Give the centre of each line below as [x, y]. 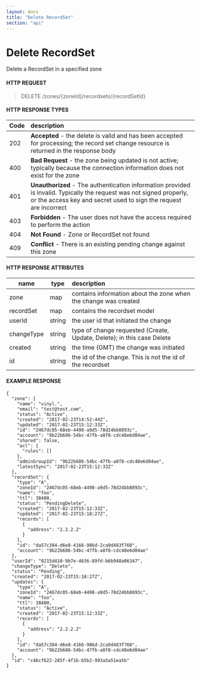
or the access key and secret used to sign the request [106, 200]
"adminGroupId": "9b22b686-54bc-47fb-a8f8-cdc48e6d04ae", [91, 462]
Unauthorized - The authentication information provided [111, 185]
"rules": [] [37, 451]
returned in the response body [73, 150]
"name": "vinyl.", [40, 404]
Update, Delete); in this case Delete [121, 338]
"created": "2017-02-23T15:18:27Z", [57, 577]
